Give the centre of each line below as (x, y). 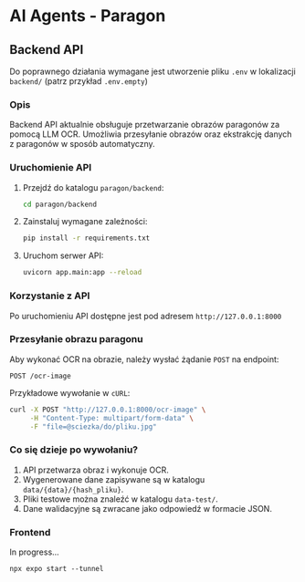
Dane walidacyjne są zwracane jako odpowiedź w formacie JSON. (147, 508)
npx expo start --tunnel (57, 569)
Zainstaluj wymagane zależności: (85, 222)
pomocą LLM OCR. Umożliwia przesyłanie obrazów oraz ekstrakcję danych (151, 134)
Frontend (30, 532)
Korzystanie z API (50, 296)
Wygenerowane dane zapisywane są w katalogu (114, 479)
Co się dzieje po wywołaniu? (74, 450)
